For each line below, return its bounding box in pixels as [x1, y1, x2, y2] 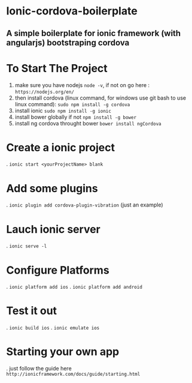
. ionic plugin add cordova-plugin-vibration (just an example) [6, 201, 163, 208]
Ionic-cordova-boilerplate [6, 4, 138, 18]
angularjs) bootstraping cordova [6, 37, 130, 47]
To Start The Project [6, 61, 108, 75]
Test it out [6, 304, 57, 318]
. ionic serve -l [6, 242, 47, 250]
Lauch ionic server [6, 222, 100, 236]
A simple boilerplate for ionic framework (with [6, 28, 181, 38]
